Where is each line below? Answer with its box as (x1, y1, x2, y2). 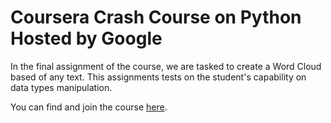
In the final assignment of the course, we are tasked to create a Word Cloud (10, 60, 322, 72)
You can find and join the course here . (10, 101, 168, 113)
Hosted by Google (10, 27, 163, 50)
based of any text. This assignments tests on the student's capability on (10, 71, 307, 83)
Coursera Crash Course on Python (10, 6, 302, 29)
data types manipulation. (10, 81, 113, 93)
